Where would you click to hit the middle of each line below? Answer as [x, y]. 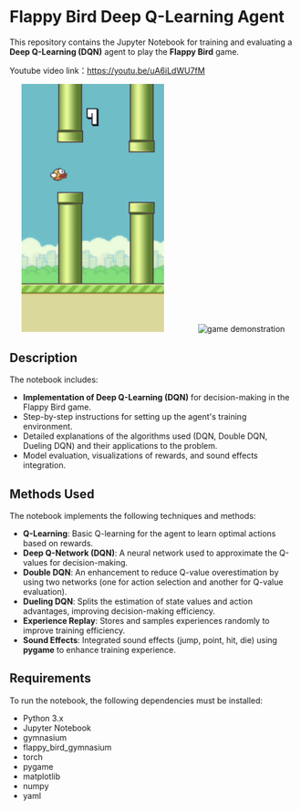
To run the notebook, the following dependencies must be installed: [136, 701]
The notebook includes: [54, 379]
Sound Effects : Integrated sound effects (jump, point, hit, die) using [150, 640]
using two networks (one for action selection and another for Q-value [153, 582]
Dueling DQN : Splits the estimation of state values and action [138, 602]
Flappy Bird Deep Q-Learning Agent [147, 17]
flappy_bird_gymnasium [67, 747]
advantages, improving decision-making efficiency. [119, 611]
